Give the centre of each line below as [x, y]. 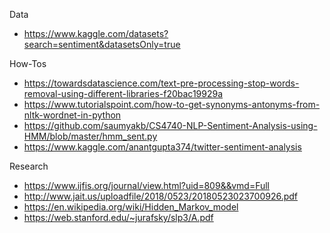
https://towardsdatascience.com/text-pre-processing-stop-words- [161, 83]
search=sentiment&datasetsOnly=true [102, 44]
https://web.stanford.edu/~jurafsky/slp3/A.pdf [118, 217]
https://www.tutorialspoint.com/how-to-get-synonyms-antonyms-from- [172, 104]
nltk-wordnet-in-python [72, 115]
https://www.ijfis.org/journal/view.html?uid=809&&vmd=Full [147, 185]
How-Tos [28, 63]
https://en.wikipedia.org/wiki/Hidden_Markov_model [131, 207]
